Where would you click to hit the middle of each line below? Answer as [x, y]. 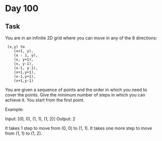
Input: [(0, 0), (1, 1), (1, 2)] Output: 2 [40, 119]
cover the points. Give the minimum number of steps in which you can [75, 95]
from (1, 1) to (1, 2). [24, 133]
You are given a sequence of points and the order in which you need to [76, 90]
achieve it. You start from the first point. [45, 100]
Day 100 [22, 8]
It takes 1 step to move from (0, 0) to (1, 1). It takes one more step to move [79, 128]
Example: [14, 109]
